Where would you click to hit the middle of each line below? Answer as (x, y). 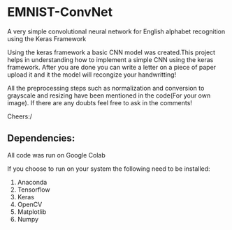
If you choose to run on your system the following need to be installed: (109, 169)
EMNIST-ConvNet (60, 12)
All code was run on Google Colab (57, 155)
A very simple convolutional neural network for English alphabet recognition (116, 31)
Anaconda (32, 182)
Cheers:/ (20, 116)
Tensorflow (34, 190)
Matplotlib (32, 212)
